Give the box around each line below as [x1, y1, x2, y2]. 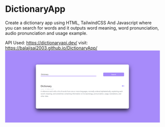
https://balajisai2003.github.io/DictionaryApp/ [5, 45, 98, 51]
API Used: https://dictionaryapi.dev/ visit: [5, 39, 88, 45]
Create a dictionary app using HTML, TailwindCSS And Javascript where [5, 20, 152, 26]
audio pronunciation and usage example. [5, 30, 87, 36]
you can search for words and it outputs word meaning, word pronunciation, [5, 25, 159, 31]
